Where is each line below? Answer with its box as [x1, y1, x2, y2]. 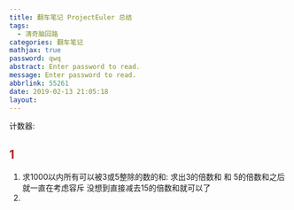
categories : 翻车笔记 [9, 37, 84, 47]
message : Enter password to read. [9, 71, 137, 80]
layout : [9, 95, 38, 105]
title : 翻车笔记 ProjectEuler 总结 [9, 12, 133, 22]
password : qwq [9, 54, 62, 63]
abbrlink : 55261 [9, 79, 69, 88]
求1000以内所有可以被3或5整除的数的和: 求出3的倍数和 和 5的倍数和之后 [21, 172, 285, 183]
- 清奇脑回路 [17, 29, 59, 38]
